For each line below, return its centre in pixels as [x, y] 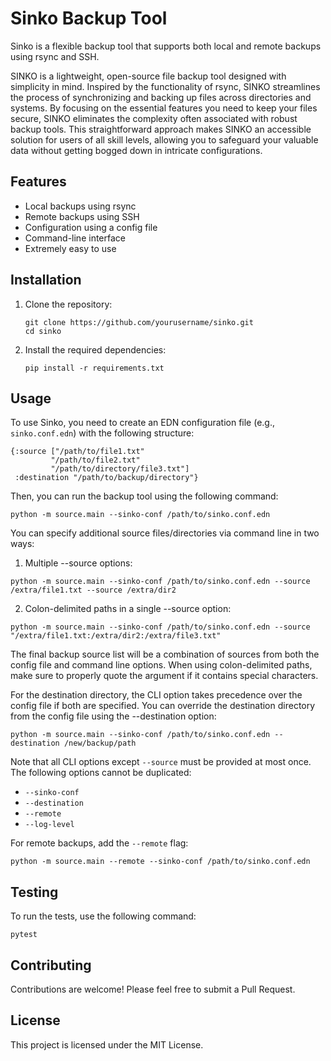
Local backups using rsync [80, 206]
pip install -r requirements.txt [94, 368]
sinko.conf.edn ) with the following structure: [102, 433]
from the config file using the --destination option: [113, 716]
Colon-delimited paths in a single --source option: [128, 609]
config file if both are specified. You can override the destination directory [163, 706]
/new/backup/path [100, 743]
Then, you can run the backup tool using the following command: [144, 496]
